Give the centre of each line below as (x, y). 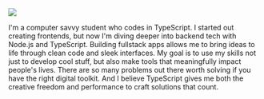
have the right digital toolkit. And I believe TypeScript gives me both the (126, 78)
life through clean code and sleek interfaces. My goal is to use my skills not (132, 53)
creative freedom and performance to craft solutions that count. (113, 87)
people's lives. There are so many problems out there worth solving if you (130, 70)
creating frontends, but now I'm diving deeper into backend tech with (122, 36)
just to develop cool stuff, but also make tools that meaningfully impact (125, 61)
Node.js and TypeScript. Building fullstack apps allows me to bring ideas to (132, 44)
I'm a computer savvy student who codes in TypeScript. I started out (121, 28)
